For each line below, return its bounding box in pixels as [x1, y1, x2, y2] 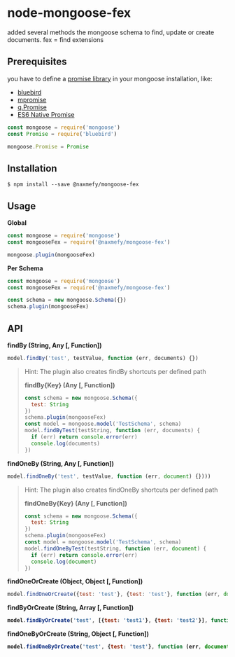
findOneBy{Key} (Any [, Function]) [24, 499, 128, 507]
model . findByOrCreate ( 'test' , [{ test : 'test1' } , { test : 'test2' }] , [7, 617, 208, 624]
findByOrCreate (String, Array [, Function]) [7, 604, 134, 612]
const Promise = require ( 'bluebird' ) [7, 130, 117, 137]
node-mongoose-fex [7, 5, 131, 21]
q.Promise [17, 103, 47, 111]
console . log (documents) [31, 440, 100, 447]
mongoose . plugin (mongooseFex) [7, 251, 96, 258]
